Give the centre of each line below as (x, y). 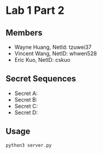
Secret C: (26, 106)
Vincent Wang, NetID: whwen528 (55, 54)
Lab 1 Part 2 (35, 11)
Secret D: (26, 112)
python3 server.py (29, 145)
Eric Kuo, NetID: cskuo (42, 60)
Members (24, 33)
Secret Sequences (41, 79)
